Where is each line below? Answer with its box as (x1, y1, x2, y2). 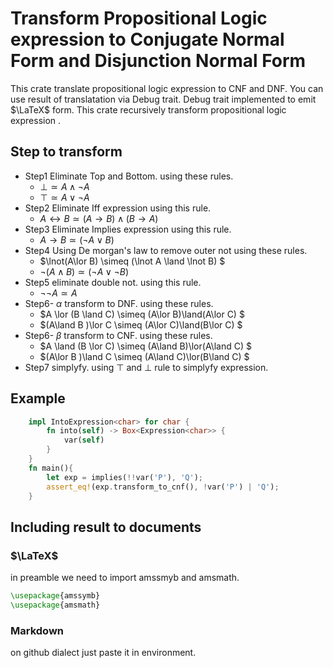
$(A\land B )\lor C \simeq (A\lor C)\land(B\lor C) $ (39, 318, 243, 331)
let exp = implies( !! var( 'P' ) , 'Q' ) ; (46, 472, 203, 482)
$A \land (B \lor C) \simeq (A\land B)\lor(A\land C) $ (39, 340, 252, 352)
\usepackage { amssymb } (10, 591, 101, 601)
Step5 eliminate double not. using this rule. (24, 276, 202, 288)
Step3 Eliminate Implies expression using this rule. (24, 223, 232, 235)
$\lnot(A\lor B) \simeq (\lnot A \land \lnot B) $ (39, 255, 226, 267)
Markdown (10, 623, 64, 637)
